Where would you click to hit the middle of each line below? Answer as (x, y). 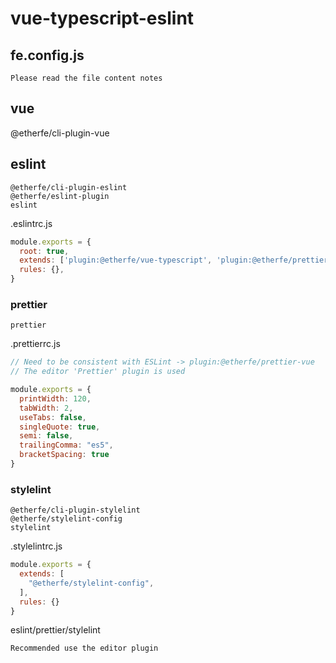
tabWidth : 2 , (46, 408)
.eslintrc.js (31, 223)
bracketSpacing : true (64, 455)
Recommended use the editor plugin (84, 648)
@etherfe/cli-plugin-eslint (69, 187)
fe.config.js (47, 55)
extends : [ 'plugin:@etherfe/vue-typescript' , (116, 260)
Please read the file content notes (86, 78)
